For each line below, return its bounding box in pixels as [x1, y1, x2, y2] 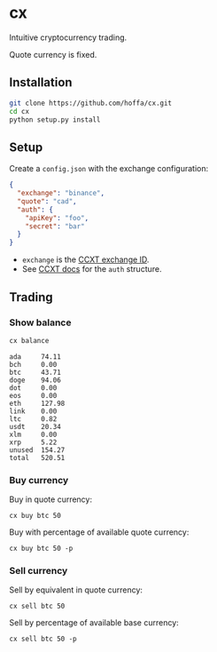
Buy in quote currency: [9, 494, 93, 505]
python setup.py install [9, 115, 101, 124]
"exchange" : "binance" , [17, 189, 105, 198]
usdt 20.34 [9, 422, 62, 431]
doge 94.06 [9, 376, 62, 385]
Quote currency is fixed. [9, 49, 97, 60]
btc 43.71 [9, 368, 62, 377]
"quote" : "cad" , [17, 196, 77, 206]
